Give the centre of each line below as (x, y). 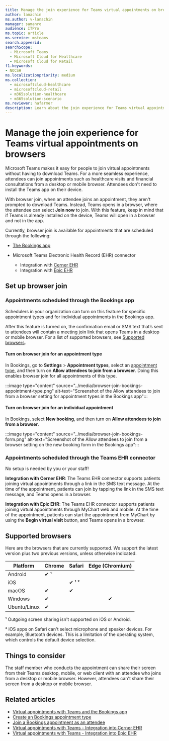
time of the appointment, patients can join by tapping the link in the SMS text (84, 489)
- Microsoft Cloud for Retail (41, 61)
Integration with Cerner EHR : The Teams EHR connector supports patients (83, 479)
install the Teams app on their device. (44, 190)
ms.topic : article (24, 33)
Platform (24, 566)
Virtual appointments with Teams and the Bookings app (70, 711)
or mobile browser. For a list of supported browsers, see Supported (75, 337)
